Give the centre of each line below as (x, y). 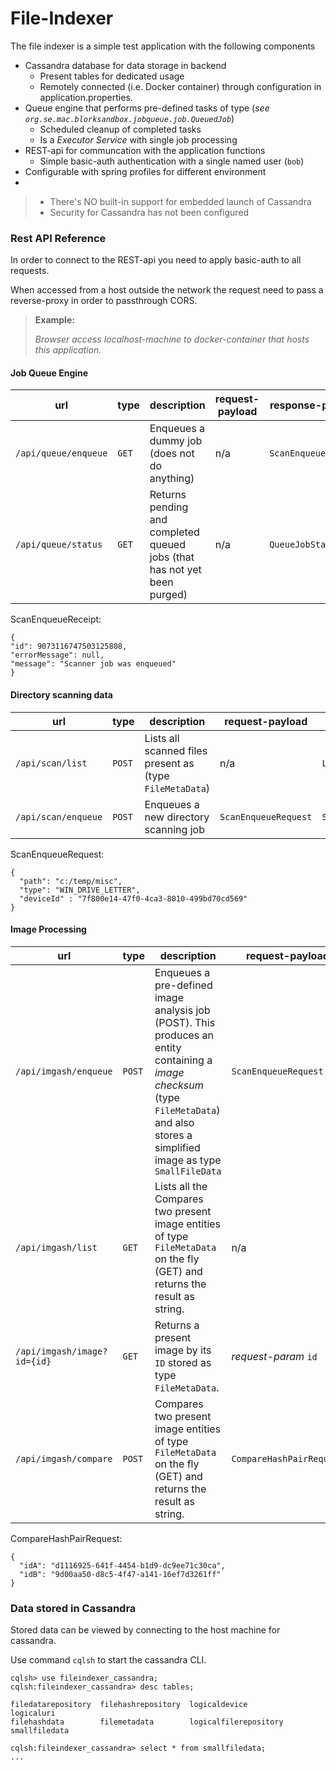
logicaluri (33, 1713)
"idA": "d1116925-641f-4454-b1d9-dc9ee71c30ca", (122, 1565)
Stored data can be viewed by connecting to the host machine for (145, 1630)
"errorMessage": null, (57, 655)
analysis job (182, 1010)
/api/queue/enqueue (61, 453)
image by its (183, 1350)
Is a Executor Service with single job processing (138, 139)
